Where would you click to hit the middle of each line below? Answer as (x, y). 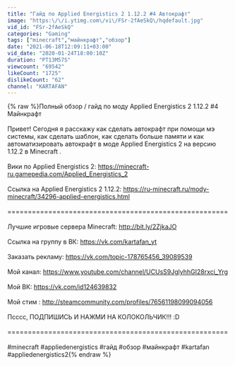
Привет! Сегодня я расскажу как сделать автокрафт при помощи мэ (111, 129)
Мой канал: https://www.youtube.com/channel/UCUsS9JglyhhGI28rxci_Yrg (117, 272)
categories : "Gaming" (39, 34)
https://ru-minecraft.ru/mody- (166, 189)
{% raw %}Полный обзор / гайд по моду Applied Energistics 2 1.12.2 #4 (113, 106)
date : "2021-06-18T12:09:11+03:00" (60, 47)
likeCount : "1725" (34, 73)
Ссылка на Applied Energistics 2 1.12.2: (65, 189)
